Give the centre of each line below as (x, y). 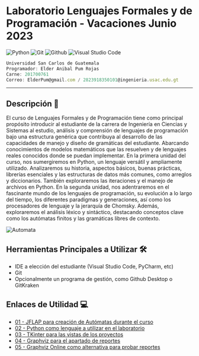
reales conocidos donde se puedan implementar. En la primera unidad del (96, 156)
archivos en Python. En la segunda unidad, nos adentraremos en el (88, 187)
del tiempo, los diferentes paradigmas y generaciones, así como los (89, 200)
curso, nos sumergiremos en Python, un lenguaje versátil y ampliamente (94, 162)
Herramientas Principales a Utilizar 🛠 (76, 249)
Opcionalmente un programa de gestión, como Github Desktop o (94, 279)
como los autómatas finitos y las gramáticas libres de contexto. (83, 219)
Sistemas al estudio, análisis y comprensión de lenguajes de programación (97, 131)
